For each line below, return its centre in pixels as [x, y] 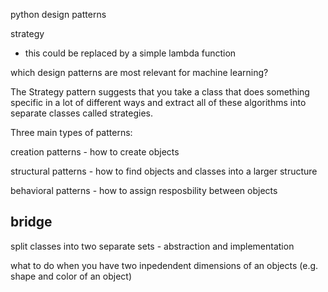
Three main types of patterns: [71, 132]
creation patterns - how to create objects [95, 152]
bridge [31, 222]
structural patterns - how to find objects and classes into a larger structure [164, 171]
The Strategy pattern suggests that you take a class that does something [160, 92]
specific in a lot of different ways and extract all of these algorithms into [158, 102]
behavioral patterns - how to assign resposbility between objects [144, 190]
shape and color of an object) [71, 276]
